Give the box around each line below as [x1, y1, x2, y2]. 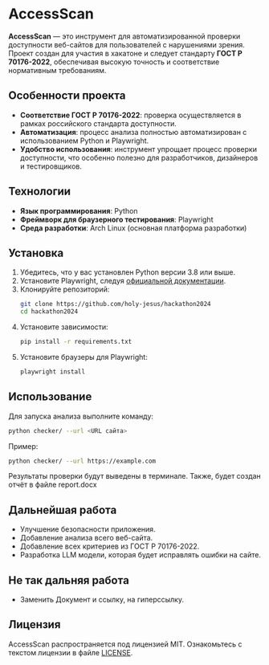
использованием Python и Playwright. [19, 136, 149, 145]
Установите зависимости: [19, 322, 108, 332]
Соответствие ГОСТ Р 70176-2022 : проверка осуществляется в [19, 110, 242, 120]
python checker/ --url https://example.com [8, 457, 157, 465]
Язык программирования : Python [19, 206, 138, 215]
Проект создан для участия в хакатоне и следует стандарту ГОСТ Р [8, 48, 243, 58]
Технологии [8, 185, 71, 198]
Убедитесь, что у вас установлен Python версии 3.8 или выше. [19, 267, 236, 277]
